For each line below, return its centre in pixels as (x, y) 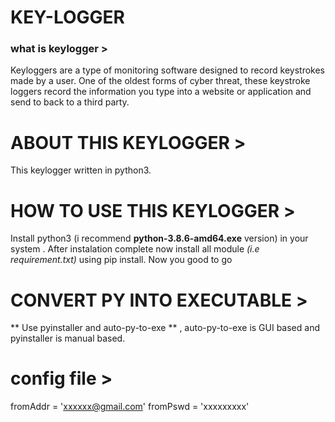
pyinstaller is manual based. (68, 338)
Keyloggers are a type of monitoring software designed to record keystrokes (167, 70)
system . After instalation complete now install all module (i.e (135, 249)
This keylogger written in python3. (81, 170)
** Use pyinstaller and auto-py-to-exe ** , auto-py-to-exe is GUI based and (165, 328)
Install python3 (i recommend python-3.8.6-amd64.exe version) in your (159, 238)
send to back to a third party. (70, 102)
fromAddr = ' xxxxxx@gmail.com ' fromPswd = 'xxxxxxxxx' (130, 407)
